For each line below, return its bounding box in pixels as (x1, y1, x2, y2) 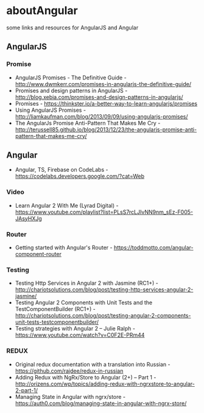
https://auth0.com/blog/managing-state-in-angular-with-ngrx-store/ (15, 400, 187, 407)
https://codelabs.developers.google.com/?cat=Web (15, 172, 145, 180)
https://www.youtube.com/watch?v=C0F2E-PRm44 (15, 331, 145, 339)
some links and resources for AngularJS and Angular (6, 24, 139, 31)
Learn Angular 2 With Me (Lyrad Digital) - (15, 202, 119, 209)
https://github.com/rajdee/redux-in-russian (15, 367, 124, 375)
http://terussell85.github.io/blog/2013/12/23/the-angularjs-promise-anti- (15, 126, 197, 133)
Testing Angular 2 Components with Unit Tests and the (15, 299, 153, 306)
